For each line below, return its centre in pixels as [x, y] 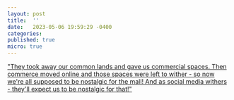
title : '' [23, 20]
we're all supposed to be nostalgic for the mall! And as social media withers [117, 81]
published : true [31, 40]
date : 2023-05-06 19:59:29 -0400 [60, 27]
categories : [25, 33]
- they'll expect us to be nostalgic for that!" [70, 89]
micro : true [25, 46]
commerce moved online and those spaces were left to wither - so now [111, 74]
